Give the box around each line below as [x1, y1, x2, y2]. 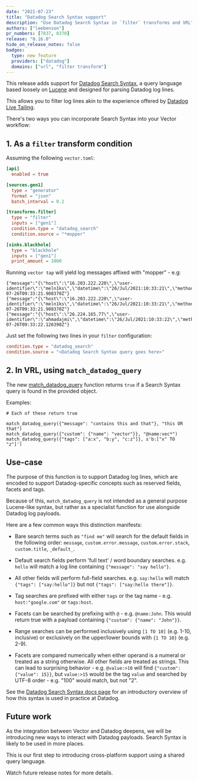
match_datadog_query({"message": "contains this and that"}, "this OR [6, 420, 183, 426]
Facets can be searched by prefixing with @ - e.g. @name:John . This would [14, 610, 192, 617]
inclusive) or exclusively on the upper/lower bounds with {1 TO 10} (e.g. [14, 634, 190, 641]
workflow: [6, 122, 31, 129]
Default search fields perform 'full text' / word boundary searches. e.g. [14, 556, 187, 563]
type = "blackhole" [11, 247, 60, 253]
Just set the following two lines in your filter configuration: [6, 332, 152, 339]
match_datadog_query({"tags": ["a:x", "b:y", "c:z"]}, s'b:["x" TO [6, 436, 176, 442]
